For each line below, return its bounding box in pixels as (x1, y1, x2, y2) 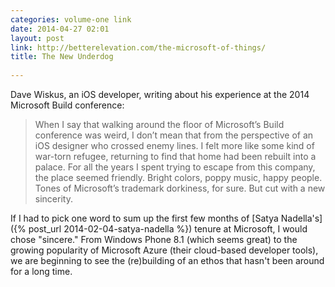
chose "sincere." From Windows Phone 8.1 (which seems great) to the (10, 234, 298, 245)
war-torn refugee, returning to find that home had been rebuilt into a (34, 151, 317, 162)
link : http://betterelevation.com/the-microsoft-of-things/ (10, 42, 267, 53)
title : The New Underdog (10, 52, 114, 62)
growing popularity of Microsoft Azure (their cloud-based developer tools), (10, 244, 319, 256)
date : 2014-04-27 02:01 (10, 24, 110, 34)
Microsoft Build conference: (10, 99, 125, 111)
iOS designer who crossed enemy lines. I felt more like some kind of (34, 140, 315, 151)
